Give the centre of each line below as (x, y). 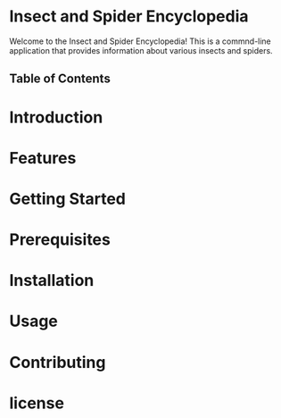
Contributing (58, 362)
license (37, 403)
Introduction (56, 117)
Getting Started (68, 199)
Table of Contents (60, 79)
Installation (52, 281)
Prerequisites (60, 240)
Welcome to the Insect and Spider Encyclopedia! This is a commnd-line (140, 41)
